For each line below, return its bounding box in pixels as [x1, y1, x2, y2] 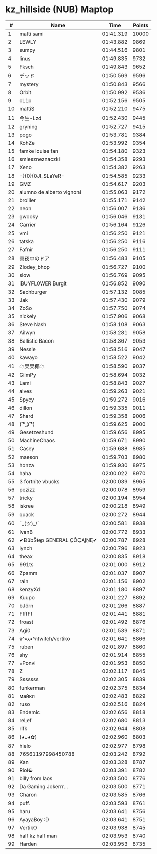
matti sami [19, 30, 44, 37]
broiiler [19, 197, 36, 204]
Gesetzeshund [19, 429, 54, 436]
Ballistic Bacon [19, 337, 54, 344]
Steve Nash [19, 321, 47, 328]
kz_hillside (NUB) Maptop [5, 4, 114, 15]
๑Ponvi [19, 659, 36, 666]
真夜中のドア [19, 255, 50, 262]
